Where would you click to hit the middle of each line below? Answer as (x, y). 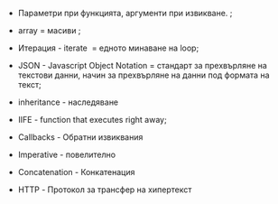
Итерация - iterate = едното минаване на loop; (108, 48)
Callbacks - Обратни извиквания (80, 137)
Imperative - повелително (66, 154)
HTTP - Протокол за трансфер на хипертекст (105, 190)
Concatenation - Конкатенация (76, 172)
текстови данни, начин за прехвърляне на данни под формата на (144, 75)
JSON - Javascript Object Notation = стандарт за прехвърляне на (143, 65)
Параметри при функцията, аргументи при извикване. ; (125, 13)
